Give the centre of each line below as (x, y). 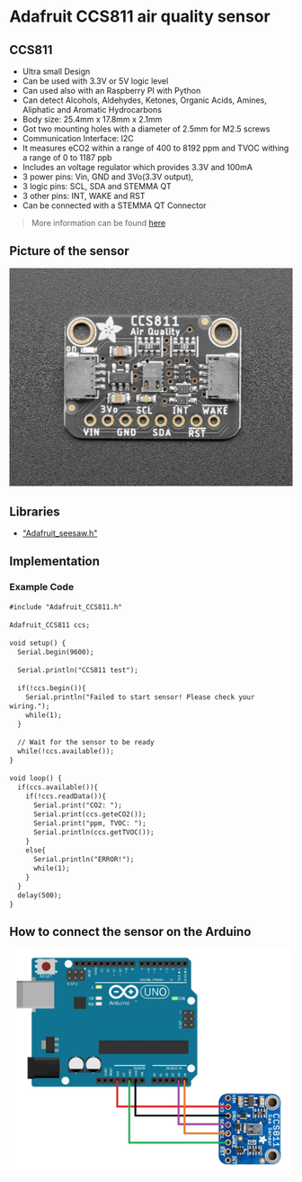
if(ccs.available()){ (58, 787)
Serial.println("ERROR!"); (84, 859)
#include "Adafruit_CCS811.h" (66, 607)
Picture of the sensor (69, 251)
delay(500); (40, 895)
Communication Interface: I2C (78, 138)
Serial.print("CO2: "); (78, 805)
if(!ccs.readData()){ (66, 796)
